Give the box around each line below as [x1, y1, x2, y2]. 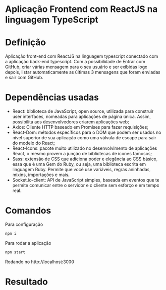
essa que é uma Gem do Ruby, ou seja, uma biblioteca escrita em [12, 161, 146, 167]
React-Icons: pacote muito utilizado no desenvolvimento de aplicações [12, 145, 157, 151]
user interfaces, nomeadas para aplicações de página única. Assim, [12, 113, 151, 120]
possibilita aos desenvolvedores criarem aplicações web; [12, 119, 130, 125]
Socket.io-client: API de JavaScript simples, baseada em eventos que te [12, 177, 160, 183]
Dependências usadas [5, 92, 99, 103]
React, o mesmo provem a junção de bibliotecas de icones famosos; [12, 151, 152, 157]
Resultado [5, 276, 48, 287]
